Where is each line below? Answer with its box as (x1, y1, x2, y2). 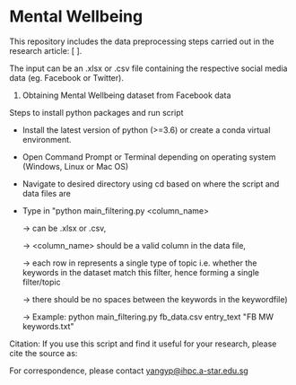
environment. (22, 134, 72, 144)
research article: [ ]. (9, 45, 83, 56)
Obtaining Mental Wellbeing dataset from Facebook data (22, 90, 231, 101)
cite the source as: (9, 347, 78, 358)
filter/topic (22, 276, 61, 287)
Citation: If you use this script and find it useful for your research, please (9, 338, 277, 349)
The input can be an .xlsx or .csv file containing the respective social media (9, 63, 288, 74)
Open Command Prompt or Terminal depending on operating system (22, 151, 276, 162)
